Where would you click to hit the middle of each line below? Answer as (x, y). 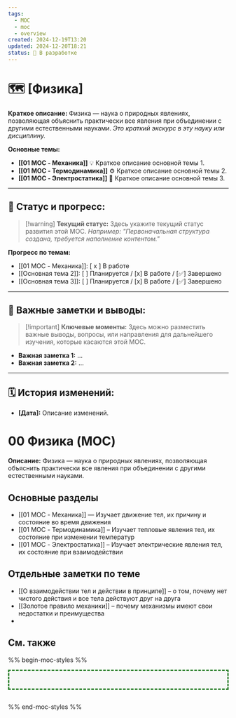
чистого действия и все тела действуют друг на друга (99, 598)
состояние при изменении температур (76, 537)
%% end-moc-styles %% (45, 707)
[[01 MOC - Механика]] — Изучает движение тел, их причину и (112, 514)
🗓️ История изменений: (61, 393)
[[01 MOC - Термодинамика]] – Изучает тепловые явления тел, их (117, 530)
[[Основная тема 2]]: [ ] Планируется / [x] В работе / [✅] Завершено (120, 273)
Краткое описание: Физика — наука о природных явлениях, (99, 113)
